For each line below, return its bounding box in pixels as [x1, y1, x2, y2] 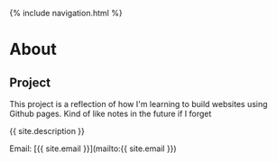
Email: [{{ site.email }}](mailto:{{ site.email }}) [9, 143, 178, 154]
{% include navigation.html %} [9, 8, 124, 18]
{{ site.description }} [9, 126, 86, 136]
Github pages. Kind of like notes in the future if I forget [9, 108, 212, 119]
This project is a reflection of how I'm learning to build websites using [9, 99, 268, 109]
